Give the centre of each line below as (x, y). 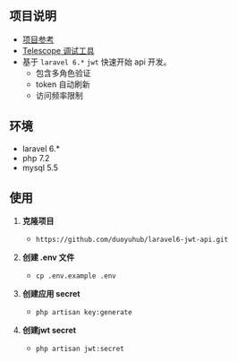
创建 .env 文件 (48, 257)
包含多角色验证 (63, 73)
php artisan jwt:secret (80, 349)
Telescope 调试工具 (58, 50)
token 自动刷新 (63, 84)
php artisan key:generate (84, 313)
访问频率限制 (59, 95)
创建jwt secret (49, 331)
